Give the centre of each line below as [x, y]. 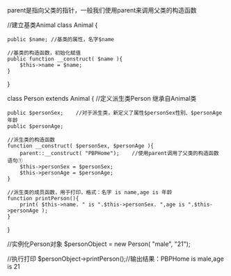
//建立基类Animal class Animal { [53, 25]
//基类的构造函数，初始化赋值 [44, 53]
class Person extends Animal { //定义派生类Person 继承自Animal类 [102, 98]
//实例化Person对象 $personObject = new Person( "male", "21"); [99, 244]
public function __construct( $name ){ [65, 59]
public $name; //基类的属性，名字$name [61, 40]
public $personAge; [35, 127]
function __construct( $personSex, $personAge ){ [81, 146]
